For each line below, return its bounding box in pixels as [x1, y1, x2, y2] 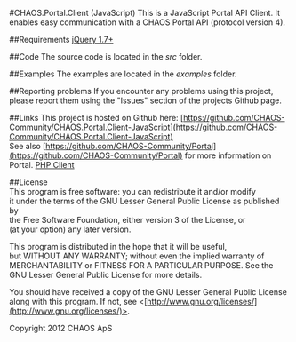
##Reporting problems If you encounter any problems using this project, [9, 86, 274, 96]
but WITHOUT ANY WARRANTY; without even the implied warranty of [9, 251, 265, 261]
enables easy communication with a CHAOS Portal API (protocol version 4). [9, 17, 286, 28]
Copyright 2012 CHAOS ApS [9, 323, 113, 333]
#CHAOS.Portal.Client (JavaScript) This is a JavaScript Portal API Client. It [9, 8, 280, 18]
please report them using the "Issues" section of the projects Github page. [9, 95, 282, 106]
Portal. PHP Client [9, 160, 75, 170]
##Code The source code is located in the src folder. [9, 52, 203, 61]
